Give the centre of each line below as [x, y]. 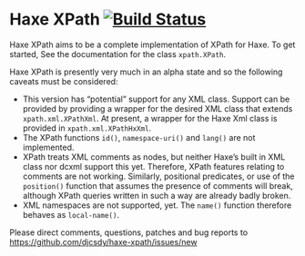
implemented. [48, 147]
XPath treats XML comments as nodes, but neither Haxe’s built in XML [154, 157]
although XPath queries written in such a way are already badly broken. [157, 195]
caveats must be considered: [64, 81]
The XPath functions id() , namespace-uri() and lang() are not [139, 137]
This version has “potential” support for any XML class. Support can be [156, 99]
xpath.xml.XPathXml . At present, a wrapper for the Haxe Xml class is [150, 118]
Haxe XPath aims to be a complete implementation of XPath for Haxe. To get [152, 44]
